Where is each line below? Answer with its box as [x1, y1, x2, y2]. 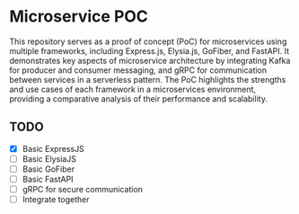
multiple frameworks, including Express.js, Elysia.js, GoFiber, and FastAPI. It [9, 45, 290, 56]
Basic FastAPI [22, 174, 74, 184]
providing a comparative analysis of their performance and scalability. [9, 93, 268, 104]
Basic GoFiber [22, 164, 75, 174]
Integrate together [22, 194, 90, 205]
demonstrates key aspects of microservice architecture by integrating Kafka [9, 55, 291, 66]
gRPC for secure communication [22, 184, 144, 194]
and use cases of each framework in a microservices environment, [9, 84, 257, 94]
